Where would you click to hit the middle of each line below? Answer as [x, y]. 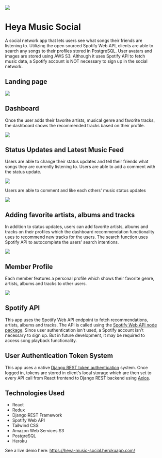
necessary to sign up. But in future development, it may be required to [75, 335]
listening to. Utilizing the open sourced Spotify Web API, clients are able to [79, 45]
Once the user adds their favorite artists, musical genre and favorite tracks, [80, 120]
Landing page [26, 82]
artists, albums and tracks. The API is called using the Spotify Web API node [81, 325]
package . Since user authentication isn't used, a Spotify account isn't [74, 330]
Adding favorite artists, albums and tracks [70, 215]
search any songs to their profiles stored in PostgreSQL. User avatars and [79, 51]
